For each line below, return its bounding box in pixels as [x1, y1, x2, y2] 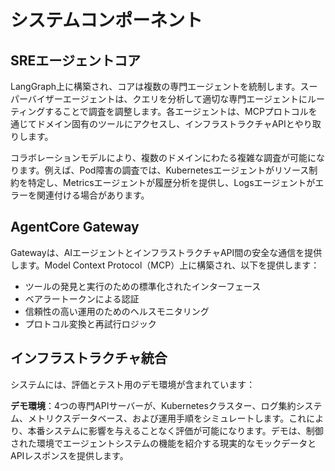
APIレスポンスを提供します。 [10, 449, 129, 461]
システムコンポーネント [10, 9, 203, 32]
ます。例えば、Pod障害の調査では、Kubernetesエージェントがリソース [18, 164, 310, 176]
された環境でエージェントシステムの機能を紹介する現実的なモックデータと [10, 437, 317, 449]
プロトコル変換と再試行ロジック [24, 317, 157, 330]
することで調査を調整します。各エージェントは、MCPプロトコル [44, 106, 309, 117]
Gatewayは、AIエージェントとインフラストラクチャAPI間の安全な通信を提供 [10, 246, 323, 258]
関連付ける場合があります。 [36, 189, 150, 201]
